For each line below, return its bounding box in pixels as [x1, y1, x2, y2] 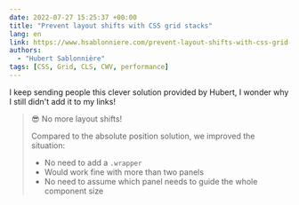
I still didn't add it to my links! [9, 96, 116, 106]
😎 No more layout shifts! [30, 113, 123, 124]
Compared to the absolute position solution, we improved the [30, 130, 255, 141]
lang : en [9, 29, 42, 38]
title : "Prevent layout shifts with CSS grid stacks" [9, 21, 214, 30]
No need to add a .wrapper [44, 157, 142, 168]
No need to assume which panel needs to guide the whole [44, 176, 258, 186]
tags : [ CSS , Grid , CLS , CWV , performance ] [9, 63, 169, 72]
